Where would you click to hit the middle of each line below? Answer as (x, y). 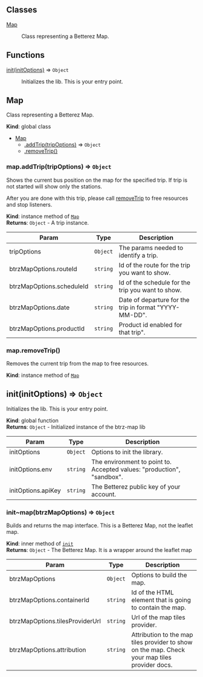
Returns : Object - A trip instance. (48, 222)
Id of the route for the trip (154, 265)
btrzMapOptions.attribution (48, 650)
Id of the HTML (153, 592)
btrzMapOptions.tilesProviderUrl (55, 621)
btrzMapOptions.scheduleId (49, 286)
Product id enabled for (150, 324)
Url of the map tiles (158, 617)
